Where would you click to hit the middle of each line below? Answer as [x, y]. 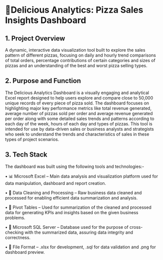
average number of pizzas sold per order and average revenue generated [79, 113]
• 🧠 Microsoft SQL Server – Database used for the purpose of [67, 227]
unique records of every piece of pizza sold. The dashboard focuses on [77, 103]
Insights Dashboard [46, 20]
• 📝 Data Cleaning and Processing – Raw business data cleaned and [73, 193]
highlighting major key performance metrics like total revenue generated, [78, 108]
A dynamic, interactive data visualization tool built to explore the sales [75, 50]
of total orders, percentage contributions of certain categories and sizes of [80, 60]
